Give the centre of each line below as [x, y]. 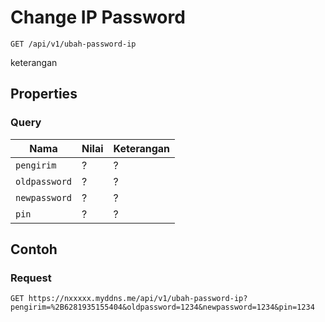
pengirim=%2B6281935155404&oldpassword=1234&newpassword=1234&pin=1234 [162, 307]
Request [31, 278]
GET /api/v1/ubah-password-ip [73, 44]
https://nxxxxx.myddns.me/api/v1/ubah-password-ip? [138, 299]
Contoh [34, 249]
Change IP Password [98, 17]
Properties [44, 94]
